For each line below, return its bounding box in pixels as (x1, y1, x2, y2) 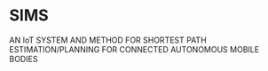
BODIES (9, 53, 38, 64)
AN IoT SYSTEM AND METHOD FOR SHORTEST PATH (9, 35, 207, 45)
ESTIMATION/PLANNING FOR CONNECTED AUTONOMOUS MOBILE (9, 43, 260, 54)
